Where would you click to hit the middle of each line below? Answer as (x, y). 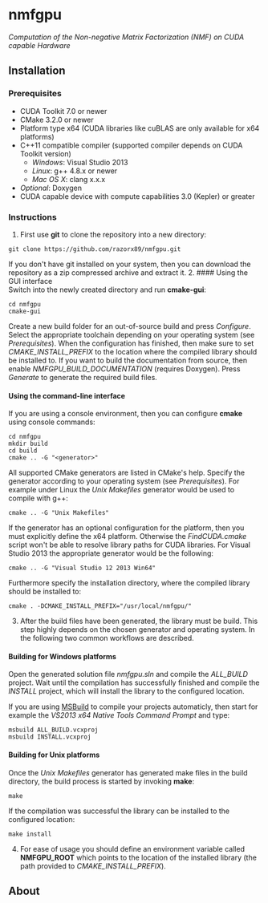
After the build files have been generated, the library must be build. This (139, 621)
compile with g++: (38, 498)
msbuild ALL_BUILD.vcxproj (53, 730)
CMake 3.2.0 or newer (57, 119)
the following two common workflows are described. (107, 638)
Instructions (33, 217)
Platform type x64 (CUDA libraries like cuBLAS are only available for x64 (140, 128)
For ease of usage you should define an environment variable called (132, 848)
